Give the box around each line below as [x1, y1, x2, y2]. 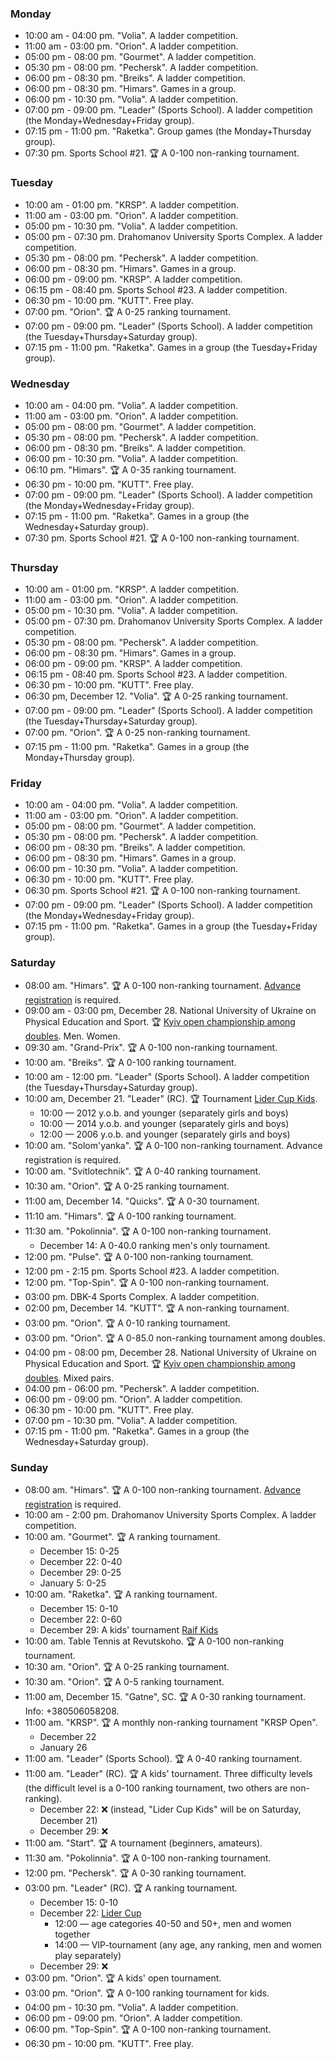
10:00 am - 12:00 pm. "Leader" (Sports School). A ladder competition [24, 1070, 310, 1082]
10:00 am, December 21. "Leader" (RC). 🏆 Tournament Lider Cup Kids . [24, 1092, 318, 1104]
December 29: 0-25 [39, 1567, 122, 1579]
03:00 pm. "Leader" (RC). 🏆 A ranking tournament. [24, 1882, 238, 1894]
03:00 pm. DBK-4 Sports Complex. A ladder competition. [24, 1290, 260, 1302]
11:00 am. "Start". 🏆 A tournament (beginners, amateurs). [24, 1837, 263, 1849]
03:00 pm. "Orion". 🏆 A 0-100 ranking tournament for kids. [24, 1987, 270, 1999]
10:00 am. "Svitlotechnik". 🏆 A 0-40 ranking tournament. [24, 1165, 262, 1177]
